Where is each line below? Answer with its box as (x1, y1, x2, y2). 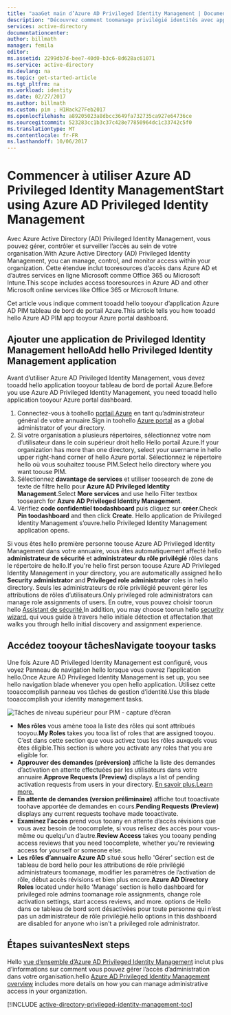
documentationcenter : (7, 29, 69, 37)
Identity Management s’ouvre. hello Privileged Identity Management (16, 518, 208, 527)
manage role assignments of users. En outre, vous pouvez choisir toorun (7, 597, 213, 606)
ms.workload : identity (7, 87, 72, 94)
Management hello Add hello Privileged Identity (7, 345, 213, 356)
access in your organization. (7, 987, 87, 995)
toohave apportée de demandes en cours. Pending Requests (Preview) (16, 802, 219, 810)
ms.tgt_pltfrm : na (7, 81, 60, 88)
